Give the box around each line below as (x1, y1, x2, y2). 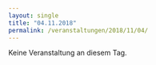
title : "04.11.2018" (8, 19, 78, 27)
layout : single (8, 11, 59, 20)
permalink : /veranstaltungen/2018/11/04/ (8, 26, 149, 34)
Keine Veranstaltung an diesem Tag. (8, 48, 127, 58)
